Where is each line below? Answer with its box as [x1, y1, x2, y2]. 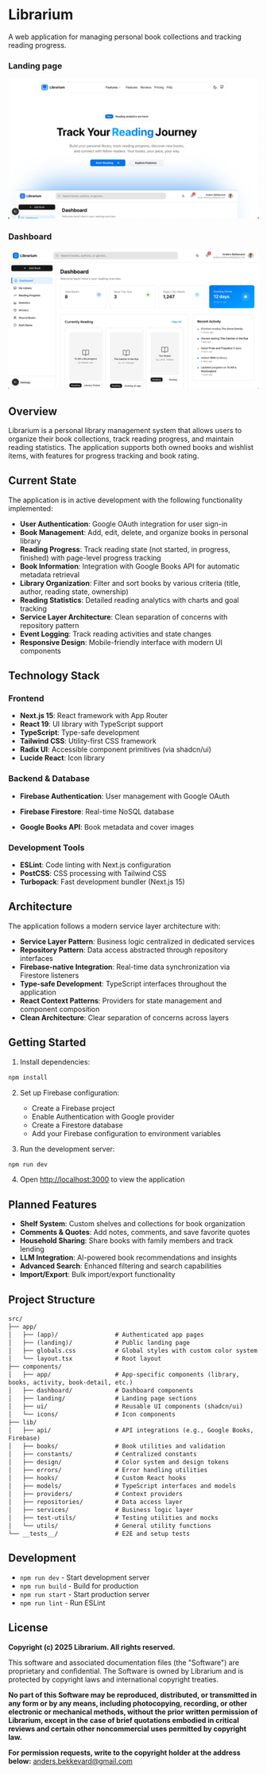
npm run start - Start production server [19, 1589, 150, 1599]
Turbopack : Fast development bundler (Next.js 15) [19, 877, 185, 887]
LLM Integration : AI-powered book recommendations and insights [19, 1252, 238, 1263]
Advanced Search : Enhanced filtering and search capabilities [19, 1261, 222, 1271]
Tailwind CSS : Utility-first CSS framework [19, 737, 157, 746]
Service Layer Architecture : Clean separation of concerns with [19, 612, 228, 622]
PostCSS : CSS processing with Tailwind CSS [19, 869, 167, 878]
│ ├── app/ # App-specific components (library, [8, 1371, 240, 1379]
